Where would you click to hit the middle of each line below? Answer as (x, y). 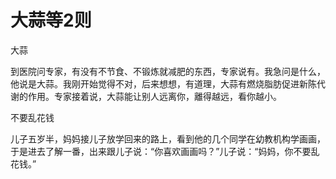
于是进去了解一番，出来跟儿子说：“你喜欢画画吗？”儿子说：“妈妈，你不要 (161, 151)
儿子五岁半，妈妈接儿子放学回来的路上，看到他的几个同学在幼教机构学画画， (168, 138)
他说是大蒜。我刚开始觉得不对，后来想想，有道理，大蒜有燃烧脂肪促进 (155, 83)
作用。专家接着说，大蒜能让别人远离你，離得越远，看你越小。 (154, 96)
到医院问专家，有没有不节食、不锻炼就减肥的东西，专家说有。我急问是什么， (168, 71)
